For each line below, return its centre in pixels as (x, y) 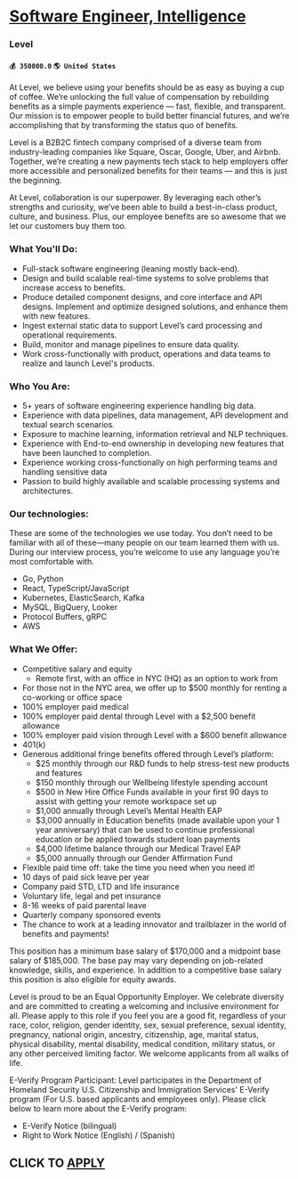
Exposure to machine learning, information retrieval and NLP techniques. (155, 434)
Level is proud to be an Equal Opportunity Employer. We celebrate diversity (147, 996)
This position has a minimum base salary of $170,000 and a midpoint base (145, 951)
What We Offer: (44, 649)
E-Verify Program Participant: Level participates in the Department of (136, 1080)
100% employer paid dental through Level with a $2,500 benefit (139, 716)
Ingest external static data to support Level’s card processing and (142, 325)
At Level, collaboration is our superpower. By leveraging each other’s (135, 198)
